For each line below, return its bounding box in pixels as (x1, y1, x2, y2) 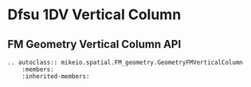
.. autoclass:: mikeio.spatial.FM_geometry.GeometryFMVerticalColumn (7, 58, 244, 66)
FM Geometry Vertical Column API (7, 38, 182, 51)
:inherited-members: (22, 73, 90, 81)
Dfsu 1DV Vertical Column (7, 6, 182, 24)
